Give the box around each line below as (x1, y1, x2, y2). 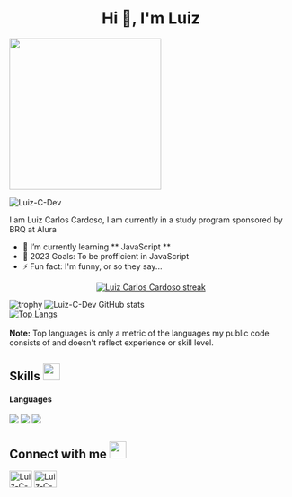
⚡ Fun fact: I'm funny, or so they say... (22, 260, 163, 272)
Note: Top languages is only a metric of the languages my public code (9, 327, 270, 338)
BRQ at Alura (9, 223, 57, 234)
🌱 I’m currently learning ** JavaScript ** (22, 241, 171, 252)
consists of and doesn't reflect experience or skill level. (9, 336, 214, 348)
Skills (9, 369, 40, 384)
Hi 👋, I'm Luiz (102, 8, 200, 29)
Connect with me (9, 446, 108, 461)
